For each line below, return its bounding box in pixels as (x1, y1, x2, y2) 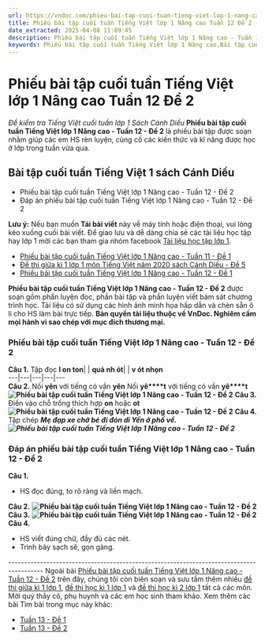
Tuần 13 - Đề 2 (19, 623, 68, 633)
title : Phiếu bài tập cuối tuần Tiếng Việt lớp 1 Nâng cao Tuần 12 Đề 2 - (8, 19, 259, 27)
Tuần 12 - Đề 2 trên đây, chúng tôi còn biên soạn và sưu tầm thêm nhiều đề (8, 574, 252, 584)
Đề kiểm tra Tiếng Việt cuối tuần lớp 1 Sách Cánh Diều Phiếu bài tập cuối (8, 118, 247, 127)
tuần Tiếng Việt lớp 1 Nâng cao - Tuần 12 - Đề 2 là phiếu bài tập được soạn (8, 127, 252, 136)
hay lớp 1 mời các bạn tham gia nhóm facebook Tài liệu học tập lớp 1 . (8, 236, 232, 245)
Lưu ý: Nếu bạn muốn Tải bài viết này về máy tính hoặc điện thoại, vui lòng (8, 219, 252, 229)
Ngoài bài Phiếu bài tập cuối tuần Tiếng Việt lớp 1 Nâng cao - (44, 566, 243, 576)
